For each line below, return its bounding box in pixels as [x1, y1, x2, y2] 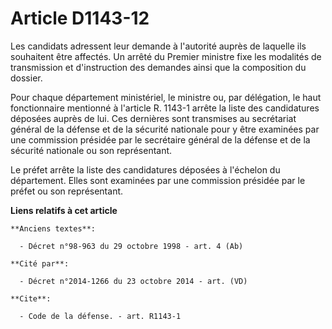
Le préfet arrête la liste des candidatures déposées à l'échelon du [10, 163, 281, 176]
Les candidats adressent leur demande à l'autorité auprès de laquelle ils [10, 40, 307, 52]
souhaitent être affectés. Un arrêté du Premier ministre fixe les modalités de [10, 50, 322, 62]
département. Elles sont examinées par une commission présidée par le [10, 174, 306, 186]
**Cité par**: [10, 258, 70, 269]
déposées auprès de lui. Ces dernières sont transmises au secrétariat [10, 112, 297, 124]
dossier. [10, 72, 43, 84]
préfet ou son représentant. [10, 185, 124, 197]
